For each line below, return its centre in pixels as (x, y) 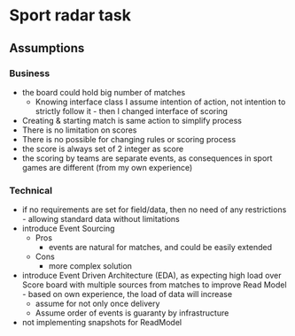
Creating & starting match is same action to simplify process (132, 120)
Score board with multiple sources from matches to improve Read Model (154, 285)
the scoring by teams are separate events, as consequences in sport (147, 158)
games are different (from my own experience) (107, 167)
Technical (31, 190)
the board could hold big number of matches (104, 92)
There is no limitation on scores (79, 130)
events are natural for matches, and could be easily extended (160, 248)
